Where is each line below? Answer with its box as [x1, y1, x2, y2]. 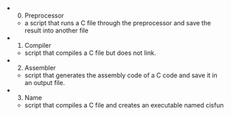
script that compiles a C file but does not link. [24, 49, 156, 57]
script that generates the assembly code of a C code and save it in [24, 71, 218, 79]
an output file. [24, 79, 65, 86]
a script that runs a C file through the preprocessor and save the [24, 19, 211, 27]
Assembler [24, 64, 56, 72]
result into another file [24, 26, 89, 34]
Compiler [24, 41, 51, 49]
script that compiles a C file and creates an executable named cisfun [24, 101, 224, 109]
